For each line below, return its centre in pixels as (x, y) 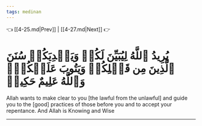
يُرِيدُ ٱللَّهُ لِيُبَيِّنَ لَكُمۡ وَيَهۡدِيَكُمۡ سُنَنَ (88, 55)
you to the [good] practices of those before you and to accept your (89, 104)
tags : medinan (24, 12)
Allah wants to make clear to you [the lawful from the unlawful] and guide (97, 98)
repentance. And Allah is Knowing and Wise (60, 110)
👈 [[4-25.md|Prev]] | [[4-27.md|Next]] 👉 (58, 29)
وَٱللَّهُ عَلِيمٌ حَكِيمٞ (46, 81)
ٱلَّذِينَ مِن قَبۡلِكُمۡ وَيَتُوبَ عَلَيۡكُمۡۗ (91, 68)
